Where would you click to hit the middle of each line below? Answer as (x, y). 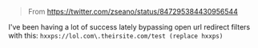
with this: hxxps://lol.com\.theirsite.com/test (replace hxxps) (116, 36)
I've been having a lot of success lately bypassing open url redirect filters (129, 27)
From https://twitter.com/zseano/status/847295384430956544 (133, 12)
